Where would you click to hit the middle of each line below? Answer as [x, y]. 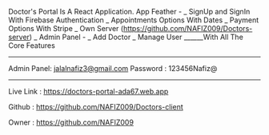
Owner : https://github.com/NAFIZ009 [71, 122]
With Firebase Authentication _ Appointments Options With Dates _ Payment [134, 20]
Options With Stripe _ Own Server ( [66, 28]
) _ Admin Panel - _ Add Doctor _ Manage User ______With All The [137, 37]
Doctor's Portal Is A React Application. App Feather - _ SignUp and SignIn [129, 12]
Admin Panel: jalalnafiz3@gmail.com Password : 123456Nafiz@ [113, 68]
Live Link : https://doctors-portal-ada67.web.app [88, 91]
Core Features [32, 46]
